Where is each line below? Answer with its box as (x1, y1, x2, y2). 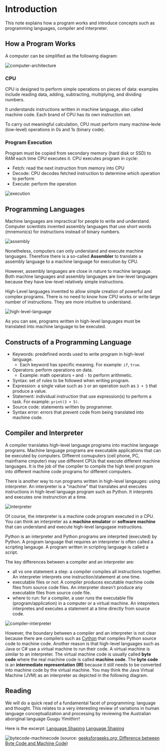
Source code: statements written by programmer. (12, 404, 113, 410)
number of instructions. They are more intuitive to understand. (5, 299, 132, 305)
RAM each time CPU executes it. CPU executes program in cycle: (5, 156, 138, 162)
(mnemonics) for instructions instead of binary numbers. (5, 229, 120, 235)
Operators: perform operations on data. (12, 367, 93, 373)
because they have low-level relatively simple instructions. (5, 279, 125, 285)
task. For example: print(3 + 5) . (12, 399, 79, 405)
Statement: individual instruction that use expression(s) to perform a (12, 393, 152, 399)
